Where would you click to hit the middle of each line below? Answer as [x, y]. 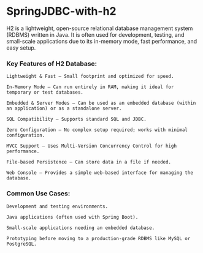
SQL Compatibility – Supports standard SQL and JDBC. [77, 119]
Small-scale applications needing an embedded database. [81, 228]
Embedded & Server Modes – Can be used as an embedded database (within [101, 103]
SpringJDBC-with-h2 [61, 11]
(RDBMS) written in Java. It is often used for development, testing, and [95, 34]
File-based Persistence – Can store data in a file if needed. [89, 162]
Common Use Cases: [38, 194]
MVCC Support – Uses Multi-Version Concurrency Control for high [91, 146]
